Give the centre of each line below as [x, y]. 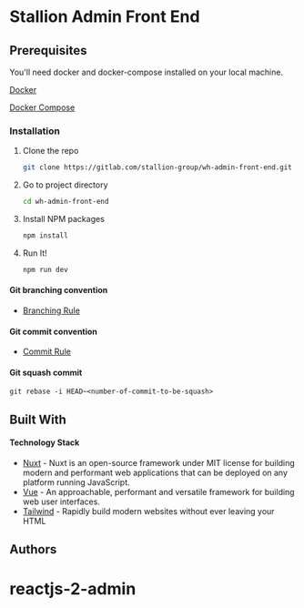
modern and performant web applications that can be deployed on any [155, 472]
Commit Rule [46, 351]
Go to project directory [65, 185]
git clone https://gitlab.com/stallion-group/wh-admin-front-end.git [157, 167]
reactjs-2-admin [73, 588]
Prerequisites [48, 51]
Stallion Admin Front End [105, 17]
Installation [35, 131]
